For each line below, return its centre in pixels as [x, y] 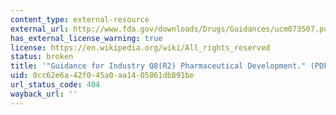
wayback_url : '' [44, 94]
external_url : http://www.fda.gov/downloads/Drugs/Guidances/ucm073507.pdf [171, 29]
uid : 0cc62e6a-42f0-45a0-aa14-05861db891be [102, 76]
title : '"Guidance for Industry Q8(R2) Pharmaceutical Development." [158, 66]
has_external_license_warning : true [86, 38]
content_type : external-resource [80, 19]
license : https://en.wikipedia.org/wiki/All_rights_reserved [140, 47]
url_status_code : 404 [55, 85]
